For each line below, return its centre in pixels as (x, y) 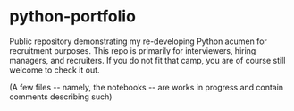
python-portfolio (73, 17)
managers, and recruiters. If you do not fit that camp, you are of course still (147, 60)
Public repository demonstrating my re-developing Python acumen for (139, 41)
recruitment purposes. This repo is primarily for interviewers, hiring (133, 50)
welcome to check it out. (55, 70)
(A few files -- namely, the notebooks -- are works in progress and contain (147, 87)
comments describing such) (61, 97)
